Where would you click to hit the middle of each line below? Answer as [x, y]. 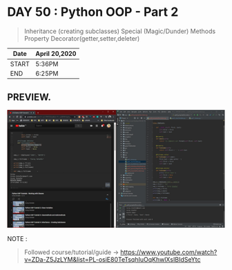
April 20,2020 [56, 54]
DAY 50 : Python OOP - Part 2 [93, 12]
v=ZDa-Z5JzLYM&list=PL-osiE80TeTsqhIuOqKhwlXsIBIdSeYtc [112, 259]
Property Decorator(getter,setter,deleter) [82, 38]
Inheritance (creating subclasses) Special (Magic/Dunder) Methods [120, 31]
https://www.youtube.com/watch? [169, 252]
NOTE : [17, 238]
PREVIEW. [29, 97]
